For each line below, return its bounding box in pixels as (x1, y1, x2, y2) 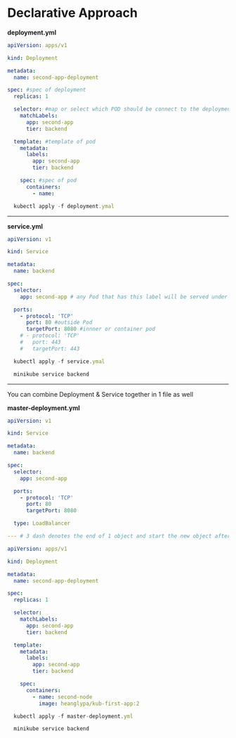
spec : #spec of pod (20, 177, 77, 184)
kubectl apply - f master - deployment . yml (13, 713, 133, 720)
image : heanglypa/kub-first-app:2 (38, 700, 140, 707)
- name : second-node (32, 693, 93, 701)
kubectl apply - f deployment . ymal (13, 203, 114, 210)
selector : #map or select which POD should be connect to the (13, 106, 199, 113)
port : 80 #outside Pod (25, 319, 93, 326)
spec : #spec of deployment (7, 87, 86, 94)
